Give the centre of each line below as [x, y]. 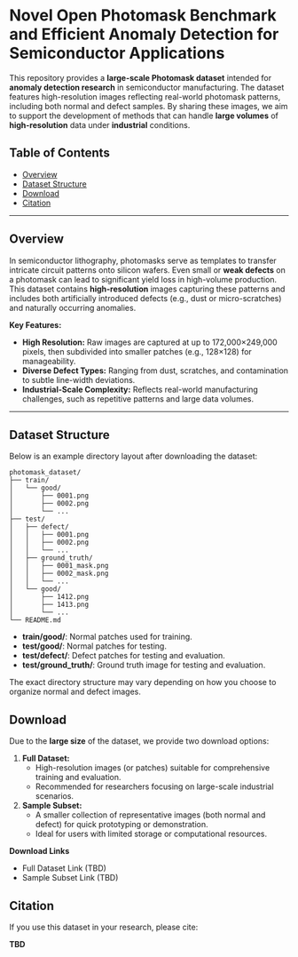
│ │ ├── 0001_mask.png [59, 566]
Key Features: [35, 324]
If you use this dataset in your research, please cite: [104, 927]
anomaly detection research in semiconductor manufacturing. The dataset [147, 87]
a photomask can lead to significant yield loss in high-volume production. [143, 279]
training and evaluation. [78, 778]
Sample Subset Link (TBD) [70, 878]
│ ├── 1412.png [49, 597]
